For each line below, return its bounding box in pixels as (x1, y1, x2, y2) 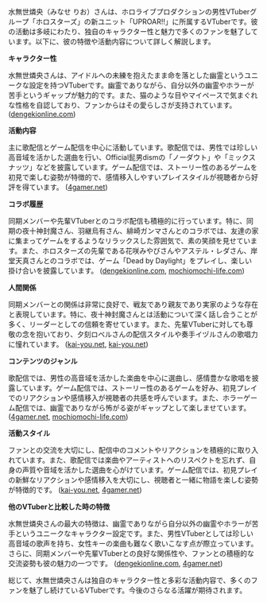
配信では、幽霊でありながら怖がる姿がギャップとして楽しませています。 (14, 403, 251, 412)
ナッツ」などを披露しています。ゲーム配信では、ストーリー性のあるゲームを (8, 162, 258, 172)
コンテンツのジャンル (8, 356, 78, 366)
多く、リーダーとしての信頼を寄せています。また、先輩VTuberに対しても (8, 320, 247, 328)
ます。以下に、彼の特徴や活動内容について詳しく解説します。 (14, 37, 216, 46)
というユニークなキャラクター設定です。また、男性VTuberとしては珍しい (14, 529, 254, 538)
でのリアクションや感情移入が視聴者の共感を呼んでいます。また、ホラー (8, 393, 244, 402)
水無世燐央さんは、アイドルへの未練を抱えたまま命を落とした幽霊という (8, 71, 245, 80)
